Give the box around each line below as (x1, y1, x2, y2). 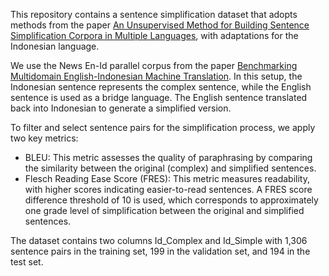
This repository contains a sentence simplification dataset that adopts (10, 9, 298, 20)
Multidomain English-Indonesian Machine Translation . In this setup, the (10, 70, 303, 82)
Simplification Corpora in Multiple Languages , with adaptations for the (10, 30, 299, 41)
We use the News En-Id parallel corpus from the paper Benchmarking (10, 60, 298, 71)
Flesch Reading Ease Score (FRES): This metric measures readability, (24, 173, 310, 184)
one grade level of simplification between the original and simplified (24, 205, 305, 216)
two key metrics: (10, 132, 79, 144)
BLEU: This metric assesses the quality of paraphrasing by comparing (24, 152, 313, 163)
